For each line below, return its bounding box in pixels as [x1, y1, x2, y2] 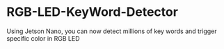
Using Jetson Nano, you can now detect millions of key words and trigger [6, 27, 217, 35]
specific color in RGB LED [6, 34, 80, 42]
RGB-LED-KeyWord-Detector [6, 4, 179, 20]
